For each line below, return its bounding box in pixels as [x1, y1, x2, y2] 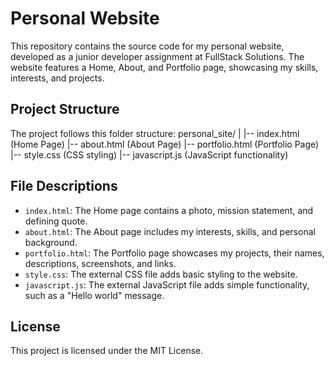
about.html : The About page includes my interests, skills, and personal [24, 225, 316, 237]
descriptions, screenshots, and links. [24, 257, 177, 269]
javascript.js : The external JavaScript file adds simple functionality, [24, 278, 310, 291]
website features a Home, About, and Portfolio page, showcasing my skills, [10, 61, 319, 73]
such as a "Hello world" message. [24, 289, 165, 301]
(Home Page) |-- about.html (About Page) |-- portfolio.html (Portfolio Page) [10, 138, 320, 150]
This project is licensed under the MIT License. [10, 345, 204, 357]
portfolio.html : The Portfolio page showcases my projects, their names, [24, 247, 325, 259]
